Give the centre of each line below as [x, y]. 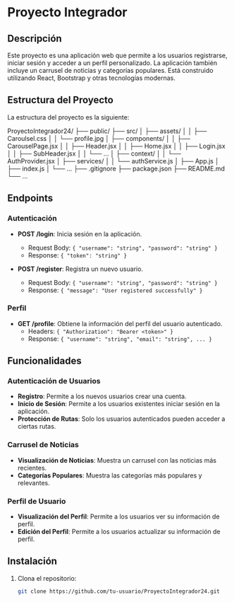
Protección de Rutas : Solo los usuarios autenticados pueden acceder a [121, 419]
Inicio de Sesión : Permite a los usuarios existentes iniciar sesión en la [119, 404]
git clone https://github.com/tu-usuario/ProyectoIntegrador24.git [118, 591]
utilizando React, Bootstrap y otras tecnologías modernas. [92, 78]
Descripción [35, 39]
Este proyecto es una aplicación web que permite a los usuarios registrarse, [117, 55]
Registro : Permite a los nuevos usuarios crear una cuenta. [102, 396]
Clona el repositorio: [47, 578]
